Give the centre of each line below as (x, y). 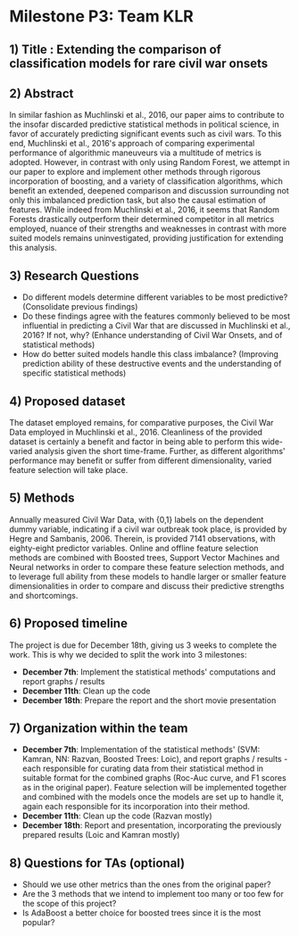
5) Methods (42, 498)
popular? (38, 923)
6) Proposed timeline (68, 623)
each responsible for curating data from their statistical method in (143, 768)
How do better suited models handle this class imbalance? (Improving (150, 354)
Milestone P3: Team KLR (101, 17)
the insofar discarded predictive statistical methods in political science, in (144, 124)
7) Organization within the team (99, 729)
